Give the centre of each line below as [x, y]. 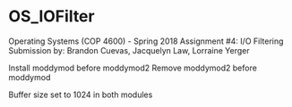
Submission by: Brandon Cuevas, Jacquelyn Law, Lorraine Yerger [129, 50]
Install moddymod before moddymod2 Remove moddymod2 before [133, 68]
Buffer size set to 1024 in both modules [81, 95]
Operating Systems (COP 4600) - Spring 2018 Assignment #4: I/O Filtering [146, 41]
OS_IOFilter [52, 16]
